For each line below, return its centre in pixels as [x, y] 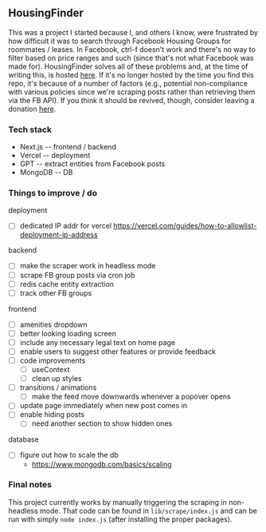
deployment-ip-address [59, 235]
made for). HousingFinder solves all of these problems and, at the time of [128, 66]
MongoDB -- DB [46, 173]
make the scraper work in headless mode [88, 266]
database [24, 439]
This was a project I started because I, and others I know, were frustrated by [133, 32]
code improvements [53, 360]
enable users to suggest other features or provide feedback [118, 351]
